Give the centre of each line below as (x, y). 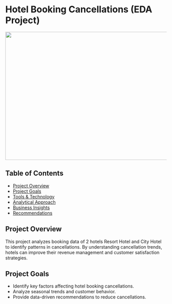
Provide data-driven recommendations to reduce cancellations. (79, 297)
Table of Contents (35, 174)
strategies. (17, 258)
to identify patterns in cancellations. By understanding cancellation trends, (84, 247)
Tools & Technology (34, 196)
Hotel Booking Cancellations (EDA (79, 9)
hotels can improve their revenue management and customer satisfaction (82, 252)
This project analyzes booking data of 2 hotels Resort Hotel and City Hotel (83, 241)
